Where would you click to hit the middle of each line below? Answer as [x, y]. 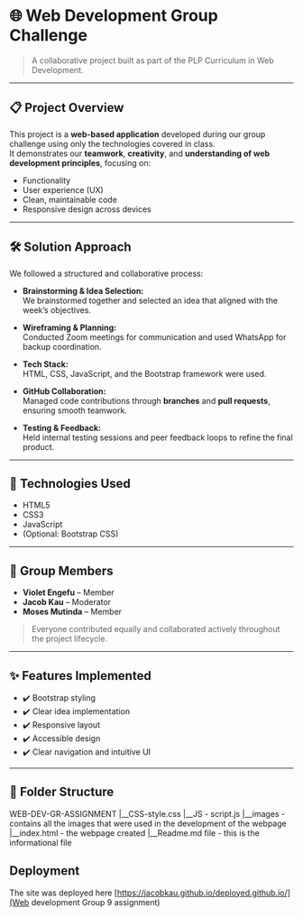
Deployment [45, 871]
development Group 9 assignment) [96, 902]
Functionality [46, 180]
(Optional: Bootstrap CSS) [70, 534]
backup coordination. [62, 346]
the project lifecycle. [69, 639]
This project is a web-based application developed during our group [138, 134]
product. [38, 446]
